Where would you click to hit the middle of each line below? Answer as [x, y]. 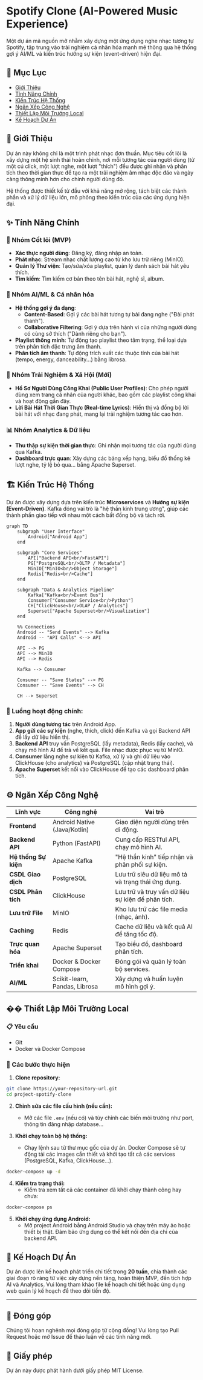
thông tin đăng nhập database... [64, 1124]
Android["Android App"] [58, 537]
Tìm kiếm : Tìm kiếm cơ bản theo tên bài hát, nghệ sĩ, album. [90, 279]
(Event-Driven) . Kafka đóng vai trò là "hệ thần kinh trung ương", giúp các [98, 508]
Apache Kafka [72, 861]
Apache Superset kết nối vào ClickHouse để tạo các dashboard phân [102, 769]
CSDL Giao [25, 875]
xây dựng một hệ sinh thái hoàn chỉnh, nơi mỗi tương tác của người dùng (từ [101, 159]
